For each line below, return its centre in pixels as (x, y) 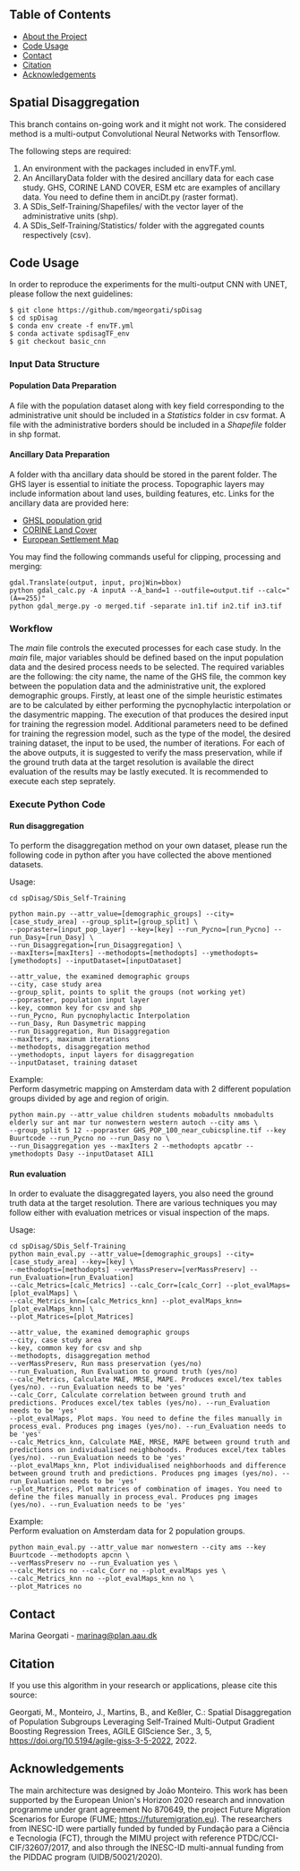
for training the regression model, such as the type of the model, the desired (150, 734)
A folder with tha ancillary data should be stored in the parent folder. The (143, 474)
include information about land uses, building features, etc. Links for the (142, 493)
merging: (26, 566)
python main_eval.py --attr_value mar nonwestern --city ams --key (138, 1548)
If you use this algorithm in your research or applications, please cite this (143, 1686)
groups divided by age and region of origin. (89, 1098)
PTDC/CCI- (258, 1838)
